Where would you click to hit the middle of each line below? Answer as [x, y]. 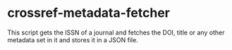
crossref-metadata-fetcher [89, 13]
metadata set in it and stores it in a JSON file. [73, 39]
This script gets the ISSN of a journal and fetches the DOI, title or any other [116, 32]
